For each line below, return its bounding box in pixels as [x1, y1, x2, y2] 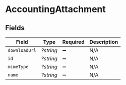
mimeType [8, 64, 29, 69]
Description [89, 39, 118, 45]
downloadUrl [8, 48, 37, 53]
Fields [5, 24, 25, 32]
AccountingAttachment [5, 4, 106, 15]
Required [62, 39, 85, 45]
